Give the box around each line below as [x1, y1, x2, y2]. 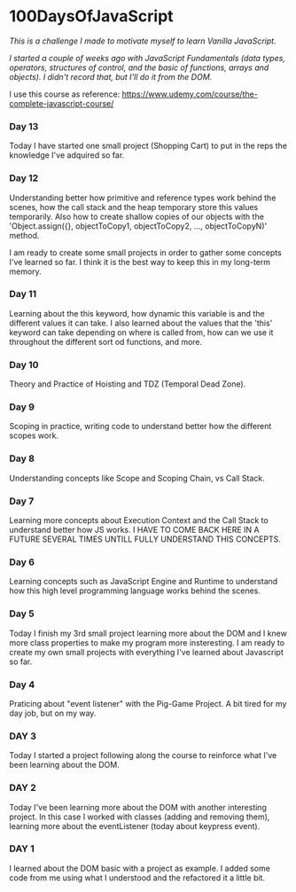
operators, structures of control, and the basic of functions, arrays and [9, 62, 269, 73]
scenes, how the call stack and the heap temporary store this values [9, 201, 259, 212]
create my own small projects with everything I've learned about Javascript [9, 646, 284, 657]
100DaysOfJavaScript [9, 6, 175, 27]
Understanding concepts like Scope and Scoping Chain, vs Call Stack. [9, 473, 266, 483]
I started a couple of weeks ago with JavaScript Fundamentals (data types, [9, 52, 286, 63]
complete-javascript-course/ [9, 98, 114, 108]
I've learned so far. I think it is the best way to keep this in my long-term [9, 256, 270, 267]
